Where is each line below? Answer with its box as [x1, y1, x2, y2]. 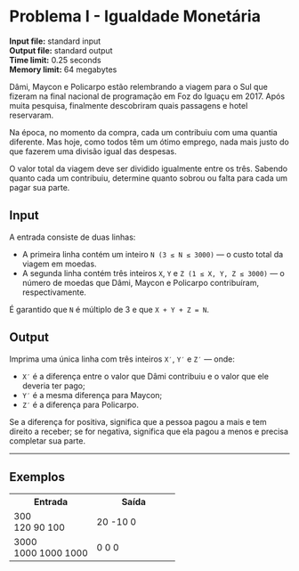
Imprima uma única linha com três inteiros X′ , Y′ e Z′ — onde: [9, 354, 236, 364]
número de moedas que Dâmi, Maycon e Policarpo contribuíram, [21, 277, 260, 288]
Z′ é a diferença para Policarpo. [21, 399, 140, 410]
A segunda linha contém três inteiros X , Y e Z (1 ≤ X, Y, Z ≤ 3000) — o [21, 267, 285, 278]
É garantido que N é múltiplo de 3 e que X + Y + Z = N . [9, 304, 210, 314]
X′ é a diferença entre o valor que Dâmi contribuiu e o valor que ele [21, 371, 270, 381]
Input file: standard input [9, 36, 101, 46]
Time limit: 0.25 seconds [9, 54, 101, 65]
